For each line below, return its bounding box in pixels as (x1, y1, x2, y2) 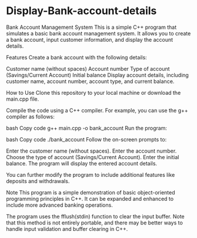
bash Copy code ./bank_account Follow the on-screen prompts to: (6, 135, 167, 143)
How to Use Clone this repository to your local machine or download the (6, 89, 181, 96)
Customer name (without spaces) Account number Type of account (6, 65, 170, 72)
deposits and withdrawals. (6, 177, 70, 184)
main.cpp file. (6, 95, 39, 103)
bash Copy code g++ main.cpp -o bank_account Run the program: (6, 124, 168, 131)
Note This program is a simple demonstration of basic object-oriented (6, 189, 175, 196)
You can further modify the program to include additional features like (6, 171, 175, 178)
